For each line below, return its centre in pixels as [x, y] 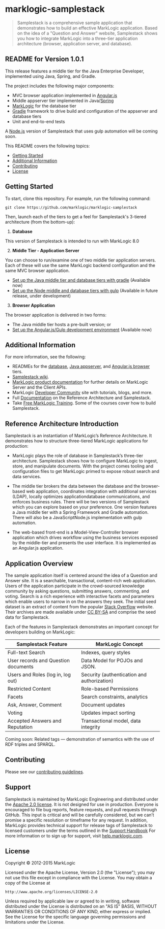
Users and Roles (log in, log [39, 675]
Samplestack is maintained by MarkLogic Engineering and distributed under [82, 799]
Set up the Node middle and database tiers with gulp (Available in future [85, 290]
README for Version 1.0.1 [44, 59]
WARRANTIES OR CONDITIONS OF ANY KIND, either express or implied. [78, 912]
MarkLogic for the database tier [44, 106]
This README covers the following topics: [47, 146]
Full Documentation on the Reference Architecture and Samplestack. [82, 398]
